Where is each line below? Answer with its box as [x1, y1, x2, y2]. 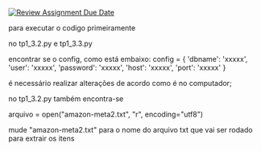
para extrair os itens [8, 133, 75, 143]
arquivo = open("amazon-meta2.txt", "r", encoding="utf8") [8, 109, 204, 119]
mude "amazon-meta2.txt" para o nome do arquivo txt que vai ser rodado [8, 125, 253, 134]
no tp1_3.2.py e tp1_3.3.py [8, 39, 93, 48]
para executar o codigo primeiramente [8, 23, 136, 32]
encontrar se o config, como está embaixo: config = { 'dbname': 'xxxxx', [8, 55, 248, 63]
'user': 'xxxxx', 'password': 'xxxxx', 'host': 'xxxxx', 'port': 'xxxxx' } [8, 63, 226, 72]
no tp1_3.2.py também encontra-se [8, 94, 124, 104]
